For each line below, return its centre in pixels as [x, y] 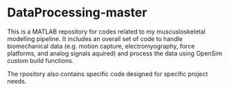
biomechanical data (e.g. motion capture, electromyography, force [101, 46]
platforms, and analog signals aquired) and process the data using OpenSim [115, 53]
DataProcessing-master [77, 13]
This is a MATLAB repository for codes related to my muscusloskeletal [107, 31]
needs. [17, 81]
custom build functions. [41, 60]
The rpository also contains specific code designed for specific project [108, 74]
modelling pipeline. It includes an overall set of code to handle [95, 38]
